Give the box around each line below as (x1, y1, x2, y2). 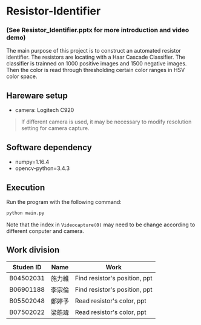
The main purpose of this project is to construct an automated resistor (6, 47, 182, 54)
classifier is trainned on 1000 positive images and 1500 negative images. (6, 60, 187, 67)
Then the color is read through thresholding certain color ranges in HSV (6, 67, 185, 74)
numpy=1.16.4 (15, 159, 50, 166)
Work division (6, 245, 60, 255)
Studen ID (12, 263, 42, 271)
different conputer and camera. (6, 227, 85, 234)
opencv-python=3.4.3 (15, 165, 70, 172)
